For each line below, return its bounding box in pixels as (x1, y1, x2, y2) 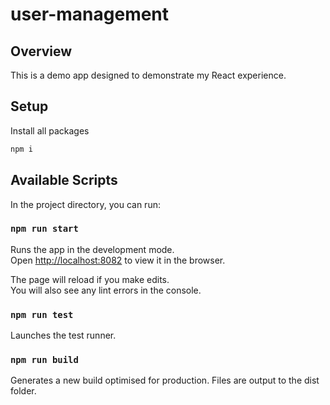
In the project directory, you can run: (10, 198, 161, 210)
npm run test (10, 309, 74, 320)
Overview (10, 43, 73, 60)
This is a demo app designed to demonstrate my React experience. (10, 69, 287, 81)
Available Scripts (10, 172, 118, 189)
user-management (10, 3, 170, 26)
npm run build (10, 354, 79, 366)
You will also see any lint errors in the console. (10, 284, 202, 296)
